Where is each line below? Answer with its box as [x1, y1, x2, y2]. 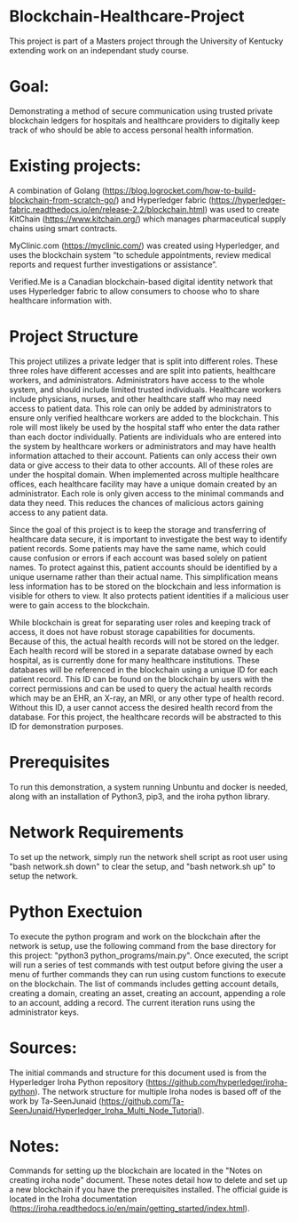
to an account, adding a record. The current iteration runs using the [9, 997, 255, 1008]
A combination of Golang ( [9, 185, 106, 196]
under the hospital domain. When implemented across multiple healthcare [9, 469, 279, 479]
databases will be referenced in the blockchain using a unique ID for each [9, 664, 278, 675]
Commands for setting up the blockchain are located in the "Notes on [9, 1165, 263, 1176]
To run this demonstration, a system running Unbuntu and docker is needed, [9, 781, 288, 792]
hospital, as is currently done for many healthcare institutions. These [9, 655, 260, 665]
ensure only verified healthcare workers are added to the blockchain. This [9, 412, 279, 423]
